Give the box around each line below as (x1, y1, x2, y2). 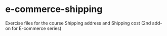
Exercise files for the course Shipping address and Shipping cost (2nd (5, 20, 151, 26)
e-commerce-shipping (5, 3, 103, 15)
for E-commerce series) (12, 25, 62, 31)
